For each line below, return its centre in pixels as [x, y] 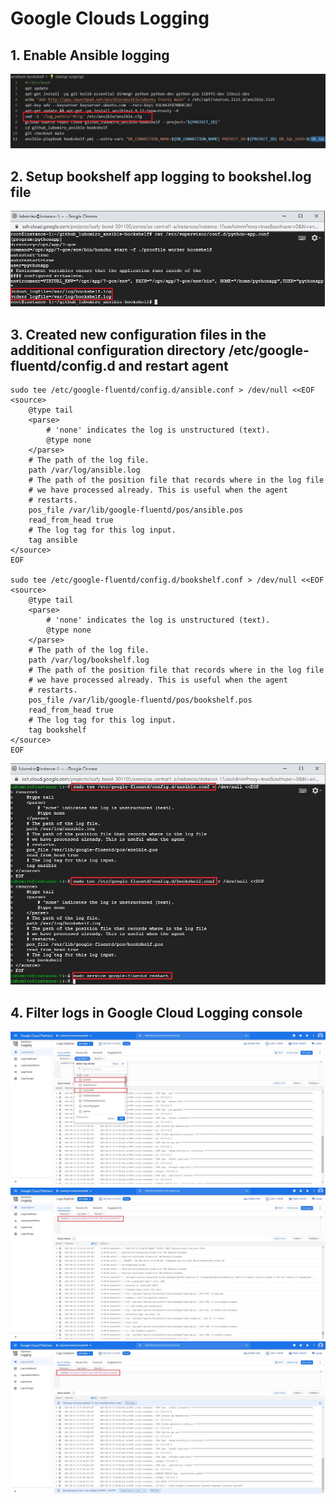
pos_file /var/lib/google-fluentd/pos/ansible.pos [136, 510]
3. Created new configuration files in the [138, 334]
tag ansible [53, 540]
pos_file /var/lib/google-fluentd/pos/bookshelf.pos [140, 700]
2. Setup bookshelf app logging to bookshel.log [161, 176]
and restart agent [173, 365]
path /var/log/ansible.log [84, 470]
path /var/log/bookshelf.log [89, 660]
